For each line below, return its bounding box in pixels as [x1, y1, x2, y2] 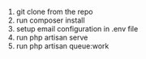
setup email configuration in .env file [15, 24, 139, 33]
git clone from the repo [15, 7, 93, 16]
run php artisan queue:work [15, 41, 109, 51]
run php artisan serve [15, 32, 88, 42]
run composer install [15, 15, 85, 25]
